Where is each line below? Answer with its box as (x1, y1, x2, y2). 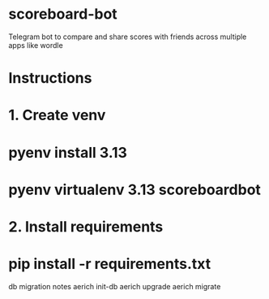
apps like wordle (8, 40, 63, 50)
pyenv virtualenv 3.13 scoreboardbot (8, 180, 262, 199)
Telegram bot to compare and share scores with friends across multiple (8, 32, 247, 41)
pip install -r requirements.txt (8, 255, 211, 273)
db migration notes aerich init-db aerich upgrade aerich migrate (8, 281, 221, 291)
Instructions (8, 69, 92, 88)
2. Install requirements (8, 217, 164, 236)
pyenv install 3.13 (8, 143, 128, 162)
